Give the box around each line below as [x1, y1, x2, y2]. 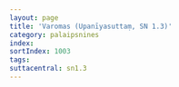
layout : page [9, 13, 59, 23]
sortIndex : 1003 [9, 47, 71, 56]
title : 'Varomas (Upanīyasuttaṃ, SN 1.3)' [9, 22, 173, 31]
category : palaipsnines [9, 30, 100, 39]
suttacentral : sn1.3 [9, 64, 88, 73]
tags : [9, 55, 30, 64]
